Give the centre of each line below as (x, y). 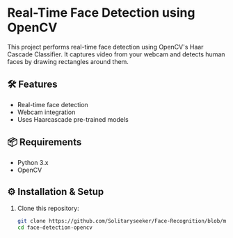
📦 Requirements (45, 142)
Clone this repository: (48, 208)
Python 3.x (33, 162)
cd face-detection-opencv (55, 228)
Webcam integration (46, 112)
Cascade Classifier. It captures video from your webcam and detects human (116, 54)
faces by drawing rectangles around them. (68, 61)
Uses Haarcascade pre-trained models (73, 119)
